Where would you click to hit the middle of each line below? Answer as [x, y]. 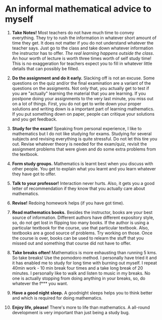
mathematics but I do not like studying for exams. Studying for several [82, 134]
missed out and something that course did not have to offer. [72, 243]
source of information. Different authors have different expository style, [83, 217]
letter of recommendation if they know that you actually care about [78, 188]
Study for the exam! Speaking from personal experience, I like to [77, 128]
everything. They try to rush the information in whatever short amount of [84, 38]
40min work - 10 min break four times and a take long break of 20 [77, 268]
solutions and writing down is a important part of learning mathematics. [83, 109]
